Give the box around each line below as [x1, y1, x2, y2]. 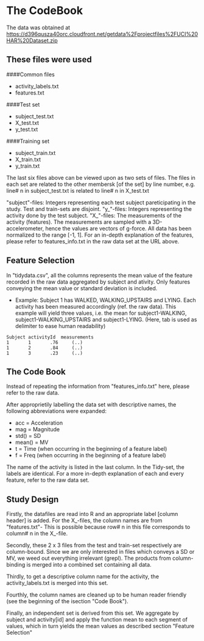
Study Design [6, 494, 59, 504]
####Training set [6, 137, 50, 145]
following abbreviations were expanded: [6, 407, 107, 415]
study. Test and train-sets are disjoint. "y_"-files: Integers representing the [6, 205, 192, 212]
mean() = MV [15, 439, 49, 446]
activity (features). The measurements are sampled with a [6, 218, 152, 226]
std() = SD [15, 432, 41, 440]
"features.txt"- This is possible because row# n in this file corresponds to [6, 523, 191, 531]
